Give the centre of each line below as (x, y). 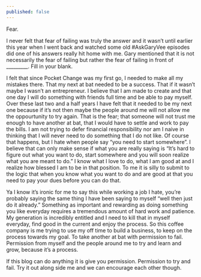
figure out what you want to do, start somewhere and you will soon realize (98, 155)
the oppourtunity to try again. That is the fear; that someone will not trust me (101, 116)
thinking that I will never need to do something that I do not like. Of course (97, 135)
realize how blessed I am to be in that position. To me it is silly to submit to (98, 167)
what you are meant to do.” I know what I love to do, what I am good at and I (100, 161)
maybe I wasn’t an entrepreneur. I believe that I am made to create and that (99, 90)
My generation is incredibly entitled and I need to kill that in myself (88, 217)
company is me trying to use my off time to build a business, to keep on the (99, 230)
